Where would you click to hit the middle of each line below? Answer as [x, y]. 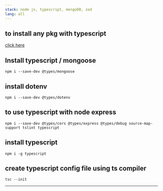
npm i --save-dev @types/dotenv [38, 97]
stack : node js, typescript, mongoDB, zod [49, 9]
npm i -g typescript [26, 154]
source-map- [141, 123]
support [13, 128]
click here [15, 45]
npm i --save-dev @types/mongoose [40, 72]
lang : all [15, 14]
